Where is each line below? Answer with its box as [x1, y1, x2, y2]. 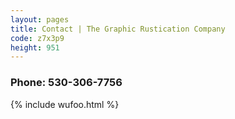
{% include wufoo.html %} [10, 98, 120, 110]
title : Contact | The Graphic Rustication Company [10, 24, 226, 34]
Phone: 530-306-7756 [10, 76, 123, 90]
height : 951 [10, 42, 60, 53]
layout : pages [10, 14, 70, 25]
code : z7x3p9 [10, 33, 65, 43]
